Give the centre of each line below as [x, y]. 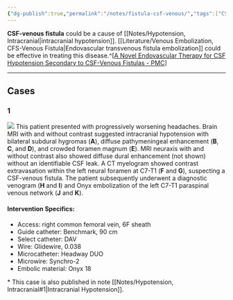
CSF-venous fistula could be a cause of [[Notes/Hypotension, [96, 33]
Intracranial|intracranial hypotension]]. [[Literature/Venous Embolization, [110, 41]
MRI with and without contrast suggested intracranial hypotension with [108, 134]
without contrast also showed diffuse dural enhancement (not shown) [106, 156]
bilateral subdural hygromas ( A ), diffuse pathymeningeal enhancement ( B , [113, 141]
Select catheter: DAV [47, 239]
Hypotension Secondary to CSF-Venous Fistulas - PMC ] [87, 62]
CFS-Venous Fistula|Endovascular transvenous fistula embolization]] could [114, 48]
